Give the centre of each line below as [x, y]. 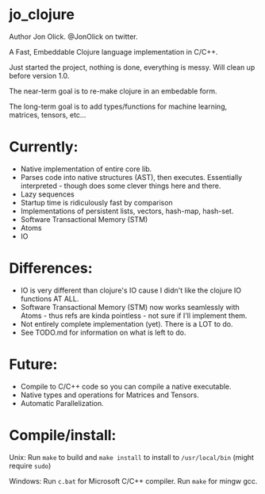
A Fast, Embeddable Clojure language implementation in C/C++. [113, 52]
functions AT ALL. [50, 298]
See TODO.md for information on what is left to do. [103, 332]
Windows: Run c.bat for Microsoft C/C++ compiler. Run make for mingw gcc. [133, 481]
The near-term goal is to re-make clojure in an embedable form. [113, 91]
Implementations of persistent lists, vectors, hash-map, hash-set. [127, 211]
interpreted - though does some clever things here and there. [121, 186]
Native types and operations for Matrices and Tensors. [109, 395]
